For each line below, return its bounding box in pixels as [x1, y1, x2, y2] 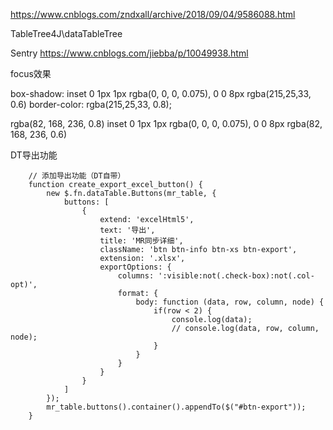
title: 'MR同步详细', [99, 236, 184, 246]
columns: [117, 271, 155, 281]
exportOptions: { [99, 262, 172, 272]
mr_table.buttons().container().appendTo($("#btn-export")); [46, 402, 307, 412]
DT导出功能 [10, 149, 58, 161]
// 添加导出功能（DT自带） [28, 171, 126, 181]
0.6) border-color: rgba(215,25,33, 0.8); [10, 99, 172, 110]
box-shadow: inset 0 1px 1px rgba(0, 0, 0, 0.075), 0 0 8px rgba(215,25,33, [10, 88, 312, 99]
